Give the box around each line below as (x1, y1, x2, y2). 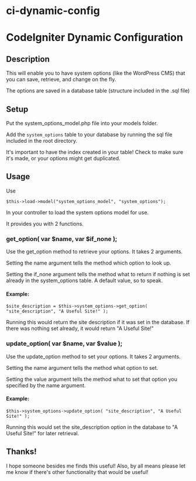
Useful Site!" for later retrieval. (6, 430, 80, 437)
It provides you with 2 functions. (6, 220, 84, 227)
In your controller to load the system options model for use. (6, 209, 149, 216)
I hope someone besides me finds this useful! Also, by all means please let (6, 462, 186, 469)
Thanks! (6, 446, 37, 457)
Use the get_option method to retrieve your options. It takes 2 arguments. (6, 248, 183, 255)
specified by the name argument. (6, 382, 86, 389)
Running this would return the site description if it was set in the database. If (6, 319, 190, 326)
